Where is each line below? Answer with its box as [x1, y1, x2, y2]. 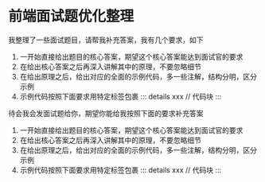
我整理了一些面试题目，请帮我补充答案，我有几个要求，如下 [8, 35, 204, 45]
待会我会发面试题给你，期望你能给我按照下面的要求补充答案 [8, 108, 204, 118]
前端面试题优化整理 [8, 7, 134, 25]
